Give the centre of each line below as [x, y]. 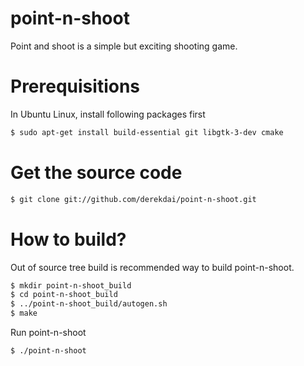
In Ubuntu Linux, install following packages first [108, 114]
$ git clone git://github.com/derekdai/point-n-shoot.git [133, 199]
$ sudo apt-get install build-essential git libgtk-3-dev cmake [147, 132]
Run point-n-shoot [48, 332]
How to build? [68, 239]
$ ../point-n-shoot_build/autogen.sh [89, 304]
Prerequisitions [75, 86]
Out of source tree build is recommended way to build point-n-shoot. [152, 267]
